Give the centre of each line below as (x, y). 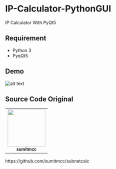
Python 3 (22, 50)
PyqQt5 (20, 55)
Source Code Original (39, 99)
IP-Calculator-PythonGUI (58, 9)
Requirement (26, 38)
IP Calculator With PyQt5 (31, 22)
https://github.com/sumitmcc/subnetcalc (47, 161)
